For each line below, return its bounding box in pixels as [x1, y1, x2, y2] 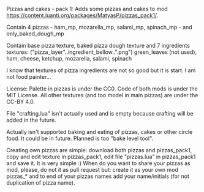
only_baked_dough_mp [6, 30, 64, 37]
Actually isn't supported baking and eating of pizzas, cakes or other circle [6, 128, 193, 135]
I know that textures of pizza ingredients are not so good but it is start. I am [6, 67, 196, 74]
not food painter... [6, 73, 51, 80]
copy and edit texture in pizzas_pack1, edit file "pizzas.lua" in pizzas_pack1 [6, 153, 196, 160]
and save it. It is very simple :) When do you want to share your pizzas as [6, 160, 191, 167]
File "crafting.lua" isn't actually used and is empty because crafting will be [6, 110, 194, 117]
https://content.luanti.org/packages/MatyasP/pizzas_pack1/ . [6, 12, 159, 19]
